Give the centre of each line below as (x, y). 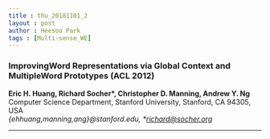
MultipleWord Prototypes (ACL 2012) (82, 76)
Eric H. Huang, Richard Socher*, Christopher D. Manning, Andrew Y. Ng (129, 93)
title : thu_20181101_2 (48, 16)
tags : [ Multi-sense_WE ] (50, 38)
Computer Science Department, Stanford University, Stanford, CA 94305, (130, 101)
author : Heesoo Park (45, 30)
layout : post (32, 23)
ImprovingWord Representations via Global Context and (119, 66)
